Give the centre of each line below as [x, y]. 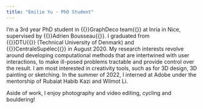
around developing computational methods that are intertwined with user [98, 55]
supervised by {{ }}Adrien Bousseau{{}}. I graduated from [78, 36]
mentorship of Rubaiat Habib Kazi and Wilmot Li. [67, 81]
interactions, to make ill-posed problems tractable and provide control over [100, 62]
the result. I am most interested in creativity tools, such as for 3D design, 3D [102, 68]
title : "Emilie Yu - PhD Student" [50, 12]
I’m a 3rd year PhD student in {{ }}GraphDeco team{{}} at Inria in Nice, [94, 29]
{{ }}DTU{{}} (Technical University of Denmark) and [70, 42]
